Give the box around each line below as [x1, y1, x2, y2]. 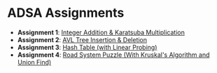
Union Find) [17, 58, 52, 66]
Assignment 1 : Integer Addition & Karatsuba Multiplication [17, 28, 185, 36]
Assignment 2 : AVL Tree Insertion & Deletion [17, 35, 148, 44]
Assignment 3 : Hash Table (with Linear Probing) [17, 43, 157, 51]
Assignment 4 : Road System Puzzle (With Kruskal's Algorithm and [17, 51, 210, 59]
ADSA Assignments [7, 5, 125, 21]
